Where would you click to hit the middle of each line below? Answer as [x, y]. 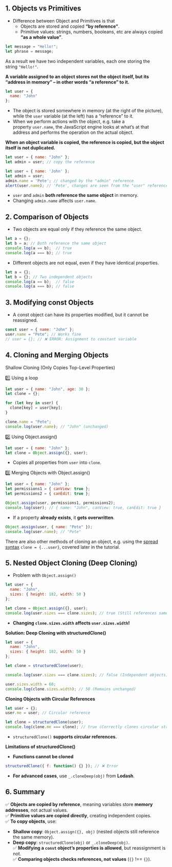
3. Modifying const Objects [49, 302]
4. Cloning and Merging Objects [57, 355]
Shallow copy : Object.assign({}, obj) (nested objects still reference [86, 831]
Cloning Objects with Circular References [50, 699]
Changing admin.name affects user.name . [55, 201]
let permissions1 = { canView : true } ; [48, 489]
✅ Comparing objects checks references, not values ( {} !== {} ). [82, 859]
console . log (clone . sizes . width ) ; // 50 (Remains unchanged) [71, 689]
